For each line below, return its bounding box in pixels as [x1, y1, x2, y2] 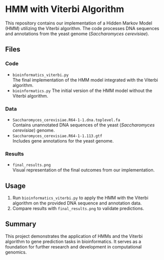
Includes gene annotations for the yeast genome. [12, 137, 114, 143]
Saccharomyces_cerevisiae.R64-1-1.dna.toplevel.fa [12, 117, 120, 122]
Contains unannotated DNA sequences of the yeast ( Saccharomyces [12, 121, 155, 128]
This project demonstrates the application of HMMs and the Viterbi [5, 233, 143, 239]
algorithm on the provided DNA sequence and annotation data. [12, 200, 142, 206]
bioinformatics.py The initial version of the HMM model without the [12, 87, 152, 93]
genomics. [5, 249, 27, 255]
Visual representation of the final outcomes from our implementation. [12, 167, 155, 173]
